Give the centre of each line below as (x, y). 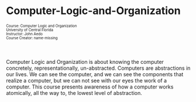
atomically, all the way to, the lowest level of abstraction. (74, 93)
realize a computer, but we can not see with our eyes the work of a (87, 80)
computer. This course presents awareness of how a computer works (90, 87)
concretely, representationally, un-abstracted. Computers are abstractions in (98, 68)
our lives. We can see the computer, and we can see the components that (95, 74)
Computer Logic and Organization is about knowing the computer (85, 62)
